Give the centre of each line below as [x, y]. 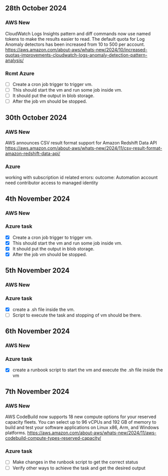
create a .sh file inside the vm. [44, 309]
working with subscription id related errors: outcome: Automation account [81, 178]
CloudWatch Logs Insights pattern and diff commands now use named [78, 33]
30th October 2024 [36, 117]
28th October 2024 [36, 8]
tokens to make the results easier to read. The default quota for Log [75, 39]
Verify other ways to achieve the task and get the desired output [79, 468]
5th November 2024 [38, 270]
